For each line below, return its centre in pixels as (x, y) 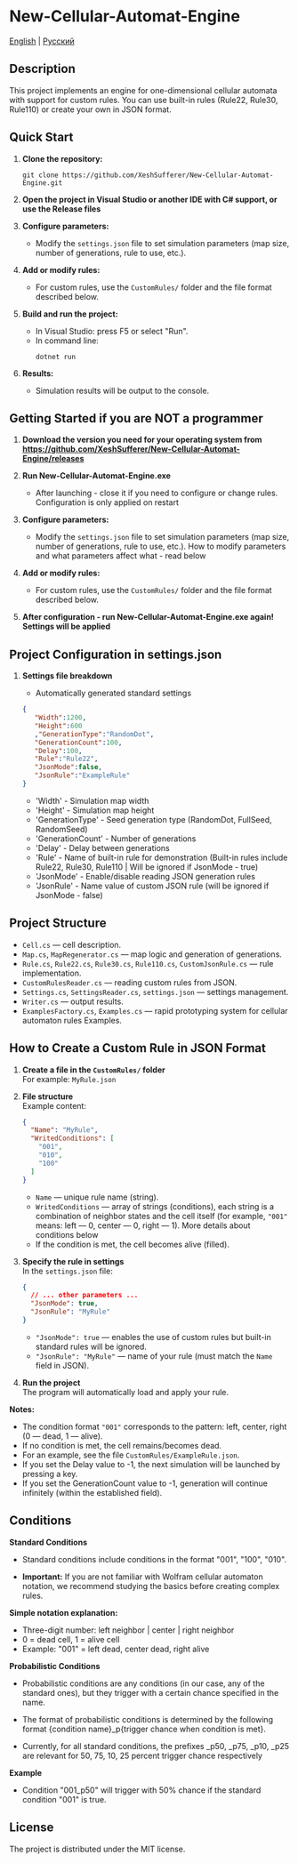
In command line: (67, 341)
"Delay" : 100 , (58, 751)
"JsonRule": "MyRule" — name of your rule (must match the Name (154, 1356)
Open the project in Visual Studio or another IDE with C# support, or (149, 199)
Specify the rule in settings (73, 1261)
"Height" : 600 (58, 726)
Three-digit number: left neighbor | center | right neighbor (128, 1630)
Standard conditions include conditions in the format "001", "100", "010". (154, 1559)
